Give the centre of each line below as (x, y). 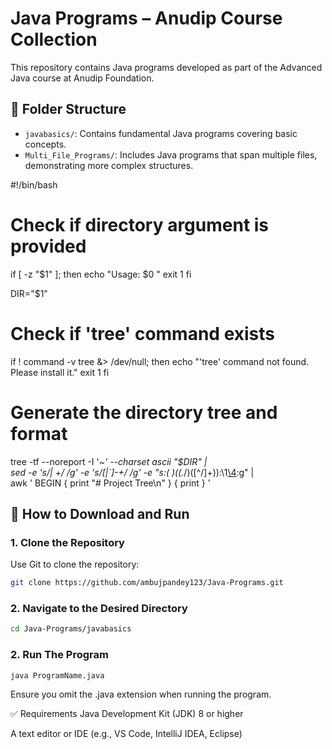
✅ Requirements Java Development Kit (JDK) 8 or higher (127, 714)
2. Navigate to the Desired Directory (99, 609)
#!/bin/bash (34, 184)
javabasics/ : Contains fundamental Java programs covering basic (161, 133)
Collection (54, 39)
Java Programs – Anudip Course (146, 18)
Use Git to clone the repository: (75, 564)
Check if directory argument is (140, 224)
